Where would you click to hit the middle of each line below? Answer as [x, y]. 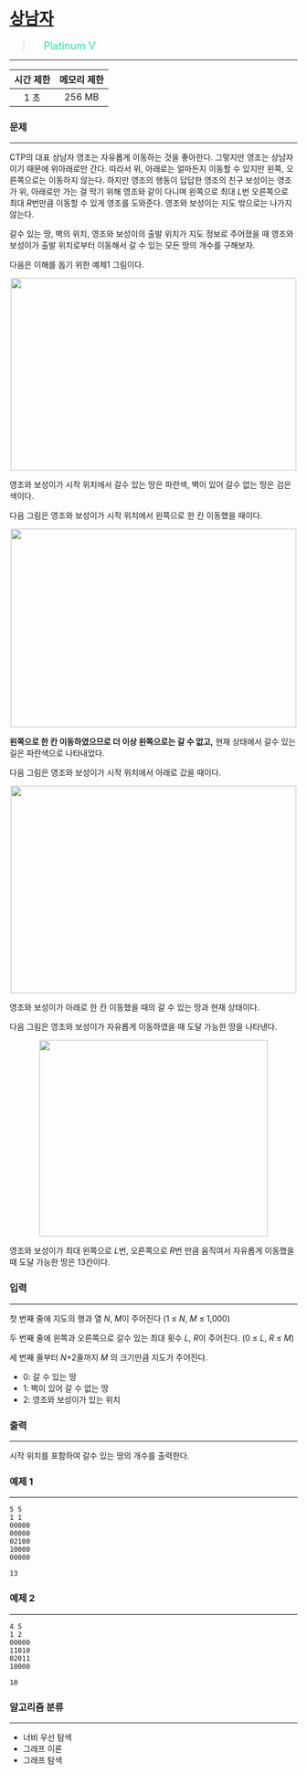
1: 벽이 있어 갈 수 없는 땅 [66, 1388]
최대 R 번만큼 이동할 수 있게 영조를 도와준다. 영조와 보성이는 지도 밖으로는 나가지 [151, 203]
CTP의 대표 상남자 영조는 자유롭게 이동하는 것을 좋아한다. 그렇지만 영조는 [139, 157]
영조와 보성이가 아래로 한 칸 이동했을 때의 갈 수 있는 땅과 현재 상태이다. [135, 1007]
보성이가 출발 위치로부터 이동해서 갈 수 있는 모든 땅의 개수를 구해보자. [132, 245]
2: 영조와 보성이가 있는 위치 [71, 1399]
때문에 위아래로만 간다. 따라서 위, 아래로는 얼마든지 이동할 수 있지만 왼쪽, [155, 169]
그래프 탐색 [42, 1759]
